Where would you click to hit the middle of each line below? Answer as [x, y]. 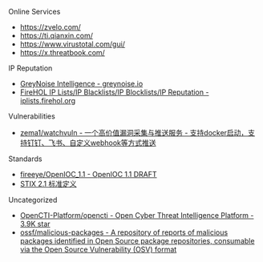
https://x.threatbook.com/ [63, 52]
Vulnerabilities [32, 116]
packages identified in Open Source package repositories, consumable [137, 241]
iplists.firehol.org [48, 101]
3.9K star [35, 224]
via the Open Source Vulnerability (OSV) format [98, 249]
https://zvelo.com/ [51, 27]
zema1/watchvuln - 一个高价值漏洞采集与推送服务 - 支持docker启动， [134, 133]
